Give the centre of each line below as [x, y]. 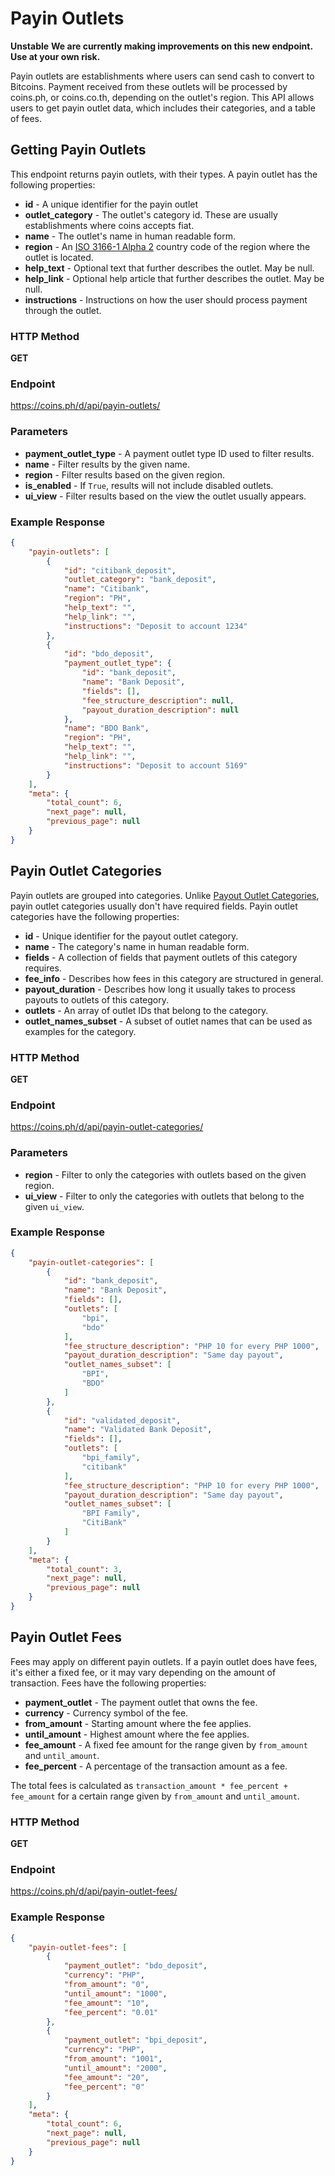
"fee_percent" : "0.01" [111, 2012]
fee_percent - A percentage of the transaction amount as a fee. [156, 1766]
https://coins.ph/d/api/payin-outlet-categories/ [107, 1127]
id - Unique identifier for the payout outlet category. [131, 936]
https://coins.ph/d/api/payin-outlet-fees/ [94, 1891]
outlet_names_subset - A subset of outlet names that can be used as [168, 1021]
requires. [43, 968]
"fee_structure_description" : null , [158, 700]
